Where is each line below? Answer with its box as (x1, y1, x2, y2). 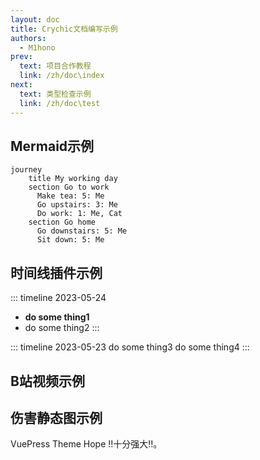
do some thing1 (24, 311, 90, 323)
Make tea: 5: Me (36, 191, 105, 201)
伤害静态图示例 (10, 409, 103, 426)
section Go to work (28, 182, 110, 193)
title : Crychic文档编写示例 (10, 24, 118, 34)
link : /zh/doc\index (19, 71, 105, 81)
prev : (10, 52, 33, 62)
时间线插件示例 (10, 264, 103, 281)
